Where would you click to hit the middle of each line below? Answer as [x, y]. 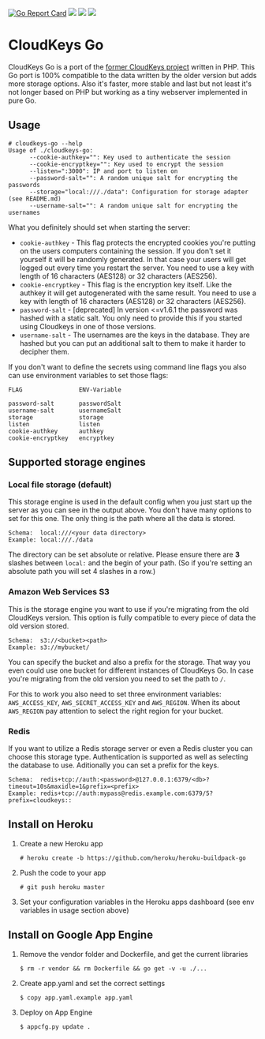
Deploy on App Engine [56, 1012]
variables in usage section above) [74, 910]
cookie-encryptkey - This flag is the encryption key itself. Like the [126, 284]
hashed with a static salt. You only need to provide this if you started [131, 318]
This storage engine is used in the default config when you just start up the [130, 502]
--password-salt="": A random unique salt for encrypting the [133, 178]
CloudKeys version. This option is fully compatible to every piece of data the [132, 617]
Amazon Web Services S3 [59, 592]
